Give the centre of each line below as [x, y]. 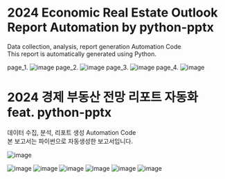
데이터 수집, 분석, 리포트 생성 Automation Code [72, 132]
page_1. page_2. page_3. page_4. [93, 67]
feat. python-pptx [60, 113]
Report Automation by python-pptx [111, 27]
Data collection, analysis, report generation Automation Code [94, 46]
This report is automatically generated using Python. [82, 54]
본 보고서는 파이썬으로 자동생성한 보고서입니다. [70, 141]
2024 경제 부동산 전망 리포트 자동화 [103, 97]
